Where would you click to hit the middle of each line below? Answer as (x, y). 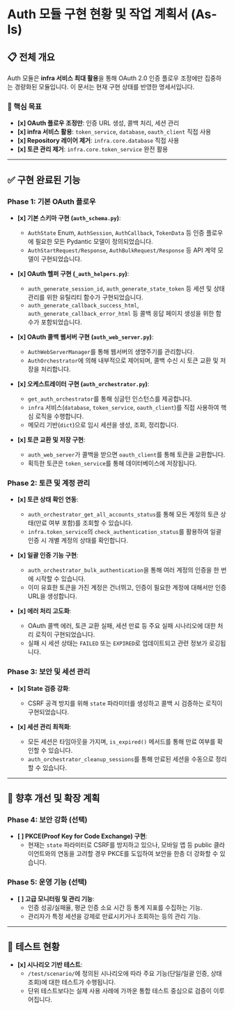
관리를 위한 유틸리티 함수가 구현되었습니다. (86, 297)
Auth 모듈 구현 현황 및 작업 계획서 (97, 14)
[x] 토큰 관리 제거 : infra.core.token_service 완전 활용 (93, 149)
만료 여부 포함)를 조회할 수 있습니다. (84, 523)
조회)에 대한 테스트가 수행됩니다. (72, 982)
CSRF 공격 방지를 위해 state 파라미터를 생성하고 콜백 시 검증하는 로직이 (125, 703)
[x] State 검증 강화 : (44, 688)
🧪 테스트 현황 (34, 946)
